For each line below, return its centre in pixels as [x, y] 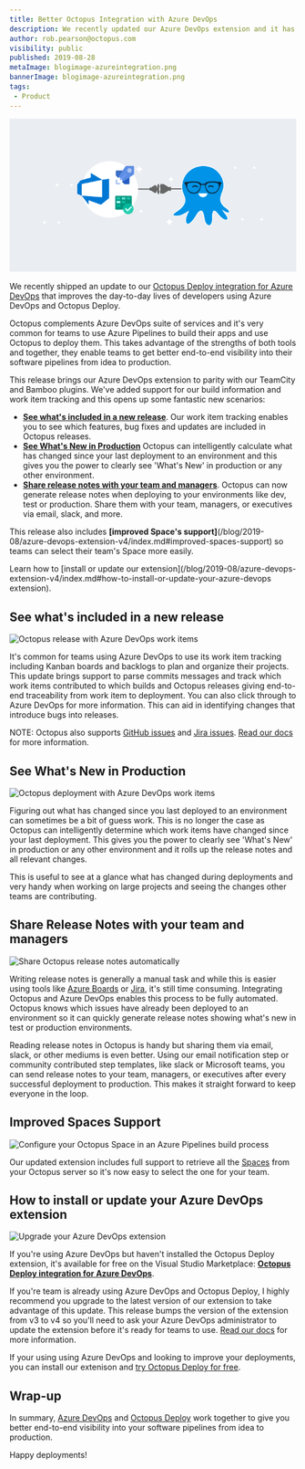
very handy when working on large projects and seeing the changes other [148, 887]
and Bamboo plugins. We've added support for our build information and [146, 390]
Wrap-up [36, 1396]
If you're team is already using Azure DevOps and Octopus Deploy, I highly [149, 1291]
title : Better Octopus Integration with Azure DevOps [114, 19]
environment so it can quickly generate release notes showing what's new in [153, 1017]
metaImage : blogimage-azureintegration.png [93, 68]
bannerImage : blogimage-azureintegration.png [97, 78]
